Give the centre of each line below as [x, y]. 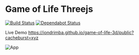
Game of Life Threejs [49, 9]
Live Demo [16, 32]
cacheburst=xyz [22, 38]
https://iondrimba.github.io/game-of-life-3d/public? [81, 32]
